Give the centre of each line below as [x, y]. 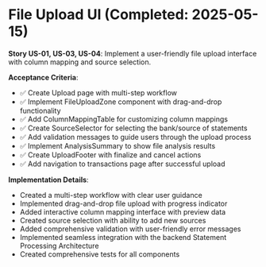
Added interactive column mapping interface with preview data [123, 211]
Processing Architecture [59, 246]
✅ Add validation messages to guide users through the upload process [135, 137]
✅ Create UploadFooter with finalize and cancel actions [110, 155]
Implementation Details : [48, 180]
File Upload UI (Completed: [98, 15]
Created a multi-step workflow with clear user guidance [111, 195]
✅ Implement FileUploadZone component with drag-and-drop [121, 102]
